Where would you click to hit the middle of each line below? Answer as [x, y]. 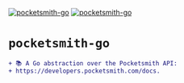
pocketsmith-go [59, 44]
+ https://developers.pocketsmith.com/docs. [84, 71]
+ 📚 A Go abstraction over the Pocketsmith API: [93, 63]
